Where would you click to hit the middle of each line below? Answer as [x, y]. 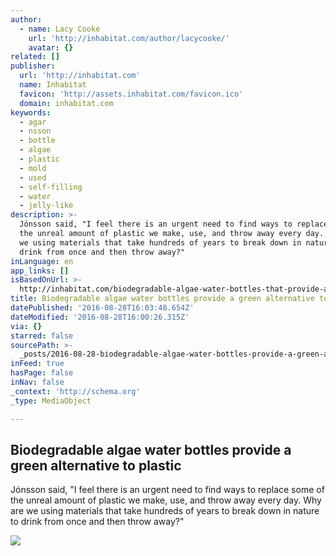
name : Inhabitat [53, 85]
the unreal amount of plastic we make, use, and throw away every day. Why [166, 500]
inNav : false [37, 382]
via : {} [26, 326]
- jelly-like [46, 206]
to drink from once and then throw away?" [97, 522]
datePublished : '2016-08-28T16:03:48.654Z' [102, 308]
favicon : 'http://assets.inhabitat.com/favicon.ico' [131, 94]
